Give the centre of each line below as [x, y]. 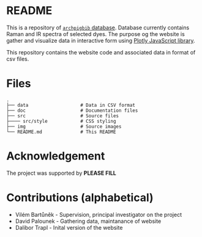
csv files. [18, 59]
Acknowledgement [56, 156]
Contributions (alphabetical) [80, 198]
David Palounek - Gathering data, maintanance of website [88, 221]
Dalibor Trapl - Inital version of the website [69, 227]
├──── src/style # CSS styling [61, 121]
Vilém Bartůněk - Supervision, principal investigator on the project [99, 214]
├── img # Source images [64, 126]
